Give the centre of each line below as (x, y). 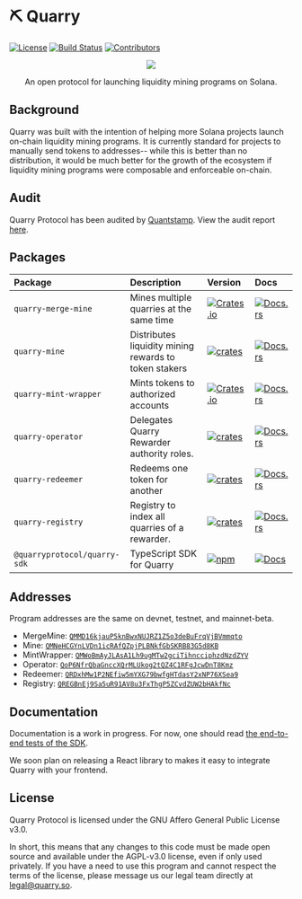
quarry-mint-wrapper (58, 394)
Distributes (153, 335)
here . (19, 229)
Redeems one (159, 469)
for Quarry (152, 565)
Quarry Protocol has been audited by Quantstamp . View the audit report (142, 219)
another (147, 491)
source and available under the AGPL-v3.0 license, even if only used (136, 856)
